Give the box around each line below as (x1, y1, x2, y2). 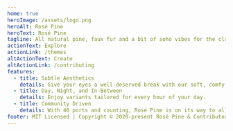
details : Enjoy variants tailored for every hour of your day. (19, 94, 207, 101)
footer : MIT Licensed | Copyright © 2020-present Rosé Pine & (7, 113, 191, 120)
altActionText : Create (7, 55, 73, 62)
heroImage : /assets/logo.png (7, 17, 92, 24)
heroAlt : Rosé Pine (7, 23, 64, 30)
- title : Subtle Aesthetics (13, 74, 95, 82)
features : (7, 68, 36, 75)
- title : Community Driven (13, 101, 92, 107)
